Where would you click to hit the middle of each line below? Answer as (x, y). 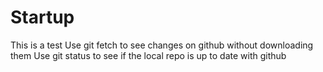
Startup (42, 17)
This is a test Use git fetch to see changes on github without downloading (162, 45)
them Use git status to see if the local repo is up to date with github (148, 55)
